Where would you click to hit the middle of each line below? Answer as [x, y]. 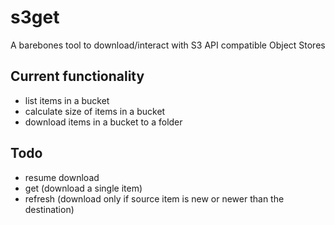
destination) [49, 209]
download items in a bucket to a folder [103, 122]
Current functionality [77, 76]
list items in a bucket [67, 100]
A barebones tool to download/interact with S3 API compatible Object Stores [168, 45]
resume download [62, 177]
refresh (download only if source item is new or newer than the [154, 198]
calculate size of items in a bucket [95, 111]
